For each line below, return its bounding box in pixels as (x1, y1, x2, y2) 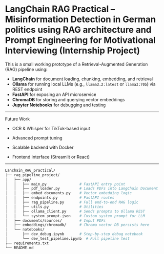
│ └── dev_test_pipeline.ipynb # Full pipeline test (5, 236, 130, 241)
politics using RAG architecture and (5, 24, 152, 35)
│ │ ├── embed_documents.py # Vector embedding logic (5, 191, 132, 196)
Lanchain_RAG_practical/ (5, 168, 56, 173)
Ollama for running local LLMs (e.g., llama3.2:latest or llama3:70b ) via (12, 81, 156, 87)
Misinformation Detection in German (5, 14, 156, 25)
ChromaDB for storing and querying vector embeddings (12, 96, 125, 102)
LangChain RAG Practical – (5, 3, 115, 15)
